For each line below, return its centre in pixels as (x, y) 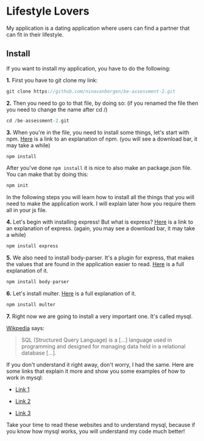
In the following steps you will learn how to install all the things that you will (100, 197)
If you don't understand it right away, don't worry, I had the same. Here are (100, 364)
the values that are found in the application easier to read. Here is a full (95, 264)
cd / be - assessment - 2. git (38, 121)
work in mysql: (25, 377)
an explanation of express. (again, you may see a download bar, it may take (101, 228)
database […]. (39, 353)
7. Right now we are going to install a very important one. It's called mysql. (100, 316)
